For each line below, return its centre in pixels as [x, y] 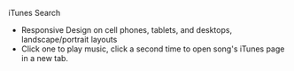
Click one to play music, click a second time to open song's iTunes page [153, 49]
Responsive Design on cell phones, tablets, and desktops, [126, 30]
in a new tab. [44, 58]
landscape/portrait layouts [69, 39]
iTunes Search [35, 13]
